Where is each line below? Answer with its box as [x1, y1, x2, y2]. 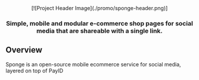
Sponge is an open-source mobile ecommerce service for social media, [5, 60, 181, 68]
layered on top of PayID [5, 67, 64, 74]
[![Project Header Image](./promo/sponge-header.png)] [31, 5, 168, 11]
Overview [5, 45, 43, 55]
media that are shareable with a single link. [36, 27, 163, 35]
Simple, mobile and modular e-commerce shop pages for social [6, 19, 193, 27]
